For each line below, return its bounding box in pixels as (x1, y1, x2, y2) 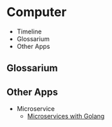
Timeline (16, 27, 42, 36)
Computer (6, 4, 67, 20)
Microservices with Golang (27, 112, 105, 121)
